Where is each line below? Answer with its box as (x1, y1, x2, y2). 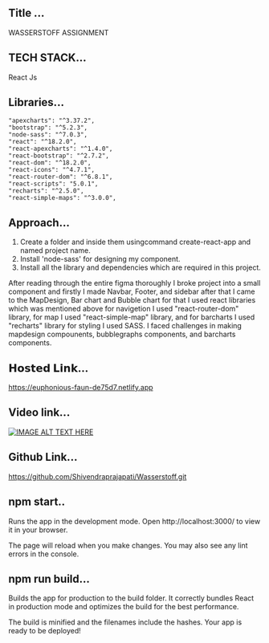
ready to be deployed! (8, 626, 82, 636)
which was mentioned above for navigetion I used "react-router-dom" (8, 304, 239, 314)
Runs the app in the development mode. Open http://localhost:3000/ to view (8, 516, 261, 526)
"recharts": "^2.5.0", (8, 187, 84, 195)
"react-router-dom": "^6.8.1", (8, 173, 113, 181)
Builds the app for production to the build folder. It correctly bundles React (8, 593, 255, 603)
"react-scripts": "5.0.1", (8, 180, 99, 188)
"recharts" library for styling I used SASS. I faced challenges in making (8, 321, 243, 331)
